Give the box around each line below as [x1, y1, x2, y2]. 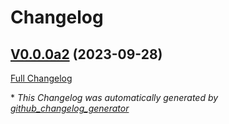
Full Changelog [10, 72, 73, 84]
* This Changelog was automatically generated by [10, 92, 219, 103]
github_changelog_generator [10, 102, 130, 114]
